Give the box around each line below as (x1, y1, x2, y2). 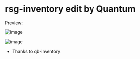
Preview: (5, 20, 23, 26)
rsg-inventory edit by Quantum (5, 3, 136, 15)
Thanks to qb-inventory (12, 48, 61, 54)
